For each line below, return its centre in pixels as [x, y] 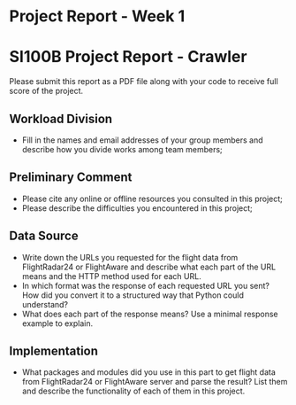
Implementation [54, 350]
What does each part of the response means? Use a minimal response [150, 314]
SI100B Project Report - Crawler [128, 57]
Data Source [44, 236]
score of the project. [46, 91]
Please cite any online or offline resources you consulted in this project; [152, 199]
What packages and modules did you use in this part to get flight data [148, 372]
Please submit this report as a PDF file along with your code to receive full [144, 82]
